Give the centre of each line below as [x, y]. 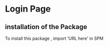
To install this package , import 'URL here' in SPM [54, 38]
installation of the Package [46, 27]
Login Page [28, 9]
